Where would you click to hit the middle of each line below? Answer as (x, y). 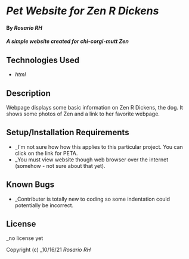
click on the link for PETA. (46, 153)
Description (28, 93)
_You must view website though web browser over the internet (92, 160)
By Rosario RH (24, 27)
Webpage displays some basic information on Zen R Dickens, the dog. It (95, 107)
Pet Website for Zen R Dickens (83, 11)
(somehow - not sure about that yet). (60, 166)
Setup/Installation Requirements (68, 132)
